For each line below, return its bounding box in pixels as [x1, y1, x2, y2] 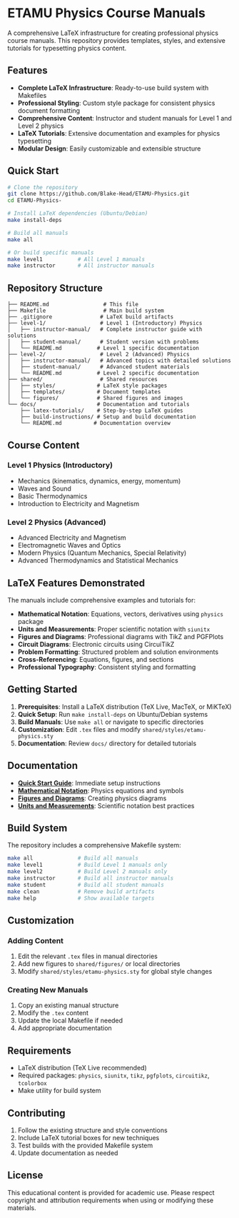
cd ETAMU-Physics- [7, 197, 62, 204]
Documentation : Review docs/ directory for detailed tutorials [17, 739, 197, 748]
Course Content [7, 439, 80, 451]
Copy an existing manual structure [17, 1001, 119, 1010]
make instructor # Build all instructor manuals [7, 875, 174, 882]
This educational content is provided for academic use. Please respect [7, 1188, 215, 1197]
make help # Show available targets [7, 895, 155, 902]
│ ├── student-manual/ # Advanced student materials [7, 363, 190, 371]
